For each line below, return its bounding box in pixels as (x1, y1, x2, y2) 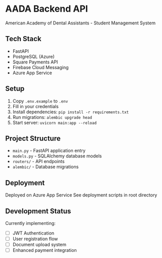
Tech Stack (5, 35, 42, 43)
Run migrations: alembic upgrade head (12, 114, 92, 120)
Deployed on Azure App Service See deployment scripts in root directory (5, 192, 157, 198)
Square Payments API (12, 59, 58, 65)
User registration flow (12, 236, 58, 242)
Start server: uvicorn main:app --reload (12, 119, 97, 125)
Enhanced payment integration (12, 247, 77, 253)
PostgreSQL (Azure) (12, 53, 55, 59)
